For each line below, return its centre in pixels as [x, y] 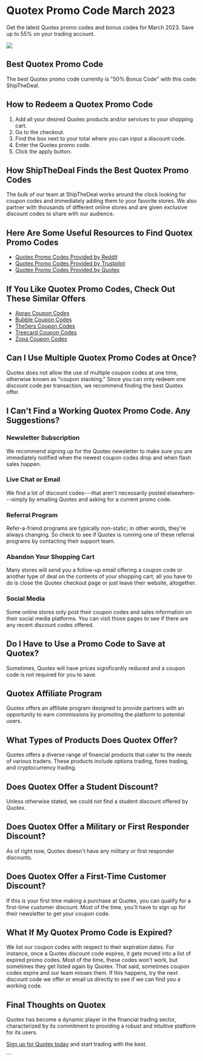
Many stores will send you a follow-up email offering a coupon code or [95, 570]
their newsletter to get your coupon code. [58, 914]
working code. [24, 986]
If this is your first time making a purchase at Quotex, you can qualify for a [98, 900]
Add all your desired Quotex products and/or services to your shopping [104, 119]
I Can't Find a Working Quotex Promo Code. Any [98, 411]
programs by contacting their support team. [61, 541]
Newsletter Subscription [43, 438]
